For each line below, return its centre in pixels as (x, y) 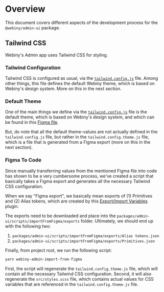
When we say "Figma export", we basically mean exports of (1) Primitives (79, 196)
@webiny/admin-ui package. (33, 27)
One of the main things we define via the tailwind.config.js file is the (76, 112)
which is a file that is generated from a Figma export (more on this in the (78, 142)
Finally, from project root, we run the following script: (59, 250)
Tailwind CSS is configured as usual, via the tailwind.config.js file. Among (82, 78)
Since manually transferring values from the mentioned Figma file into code (81, 171)
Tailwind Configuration (33, 67)
